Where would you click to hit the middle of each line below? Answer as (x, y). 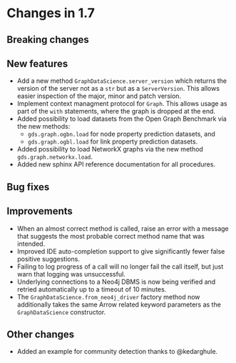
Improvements (40, 211)
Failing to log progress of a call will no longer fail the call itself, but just (120, 267)
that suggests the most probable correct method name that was (111, 236)
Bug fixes (28, 187)
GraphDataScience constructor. (61, 312)
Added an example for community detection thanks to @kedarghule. (117, 352)
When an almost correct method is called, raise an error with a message (123, 228)
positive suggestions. (48, 259)
